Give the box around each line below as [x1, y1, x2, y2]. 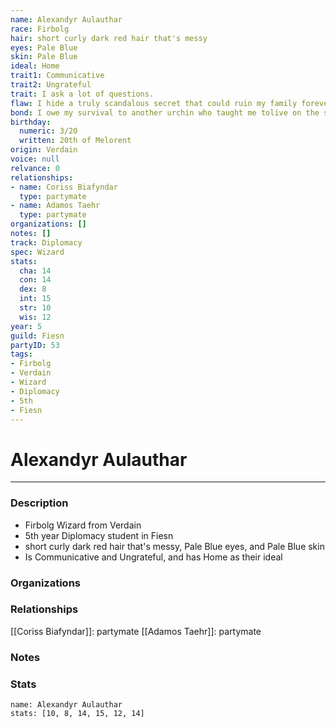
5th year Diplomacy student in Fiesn [24, 529, 174, 541]
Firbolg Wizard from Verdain [24, 519, 142, 531]
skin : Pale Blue [10, 52, 78, 62]
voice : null [10, 154, 60, 164]
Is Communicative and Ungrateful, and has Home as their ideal [24, 551, 283, 563]
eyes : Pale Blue [10, 42, 78, 53]
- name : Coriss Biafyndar [10, 182, 118, 192]
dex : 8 [19, 284, 47, 295]
